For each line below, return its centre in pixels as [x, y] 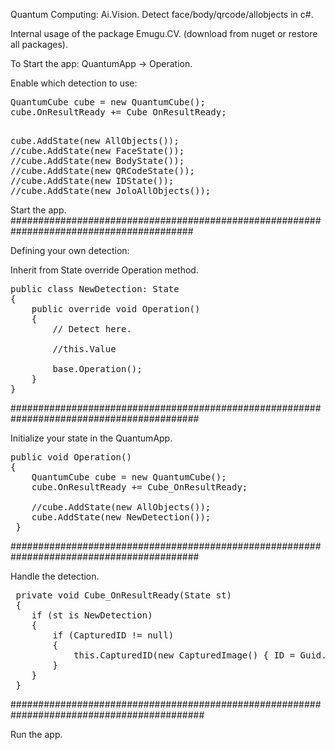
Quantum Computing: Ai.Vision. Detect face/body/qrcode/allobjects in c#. [162, 14]
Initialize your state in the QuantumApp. [91, 438]
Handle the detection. [55, 576]
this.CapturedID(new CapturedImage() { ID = [184, 655]
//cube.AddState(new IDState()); [92, 180]
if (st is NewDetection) [92, 615]
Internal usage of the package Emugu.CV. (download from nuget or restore [164, 33]
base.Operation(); [97, 369]
